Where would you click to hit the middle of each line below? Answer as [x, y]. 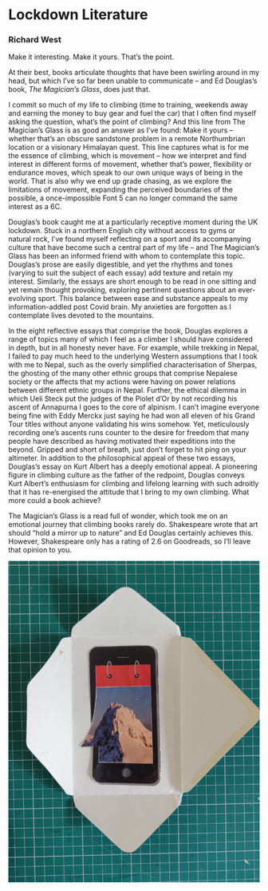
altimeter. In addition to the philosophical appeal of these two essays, [122, 458]
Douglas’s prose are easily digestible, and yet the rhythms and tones [121, 264]
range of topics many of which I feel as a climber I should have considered [131, 339]
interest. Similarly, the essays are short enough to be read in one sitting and [132, 282]
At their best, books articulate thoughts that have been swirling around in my [134, 73]
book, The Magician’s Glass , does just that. [79, 89]
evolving [22, 299]
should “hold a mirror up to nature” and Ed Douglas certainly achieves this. [131, 533]
